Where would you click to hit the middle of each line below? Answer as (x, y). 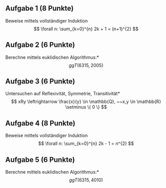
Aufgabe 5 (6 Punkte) (40, 160)
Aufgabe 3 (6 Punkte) (40, 81)
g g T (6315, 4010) (86, 180)
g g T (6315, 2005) (86, 65)
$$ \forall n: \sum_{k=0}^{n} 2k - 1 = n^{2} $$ (86, 143)
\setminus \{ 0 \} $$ (86, 107)
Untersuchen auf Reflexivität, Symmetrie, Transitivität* (63, 94)
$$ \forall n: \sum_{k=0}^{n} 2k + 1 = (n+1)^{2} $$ (86, 29)
